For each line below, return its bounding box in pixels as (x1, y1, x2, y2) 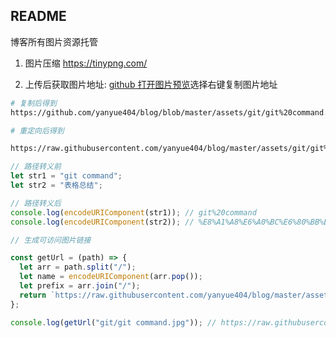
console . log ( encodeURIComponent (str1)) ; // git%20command (10, 207, 257, 218)
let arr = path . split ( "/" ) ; (19, 262, 137, 273)
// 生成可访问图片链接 (10, 235, 92, 245)
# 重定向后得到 (10, 125, 65, 136)
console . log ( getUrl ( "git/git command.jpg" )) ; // (10, 317, 217, 328)
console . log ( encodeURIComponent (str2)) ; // (10, 217, 195, 227)
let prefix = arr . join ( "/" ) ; (19, 281, 141, 291)
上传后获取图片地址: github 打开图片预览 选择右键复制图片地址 (24, 78, 278, 90)
